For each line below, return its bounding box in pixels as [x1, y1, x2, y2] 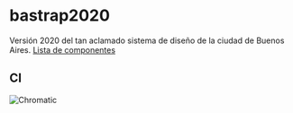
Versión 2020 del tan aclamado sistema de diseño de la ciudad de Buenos [9, 35, 285, 46]
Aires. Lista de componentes [9, 44, 115, 55]
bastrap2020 [9, 5, 111, 26]
